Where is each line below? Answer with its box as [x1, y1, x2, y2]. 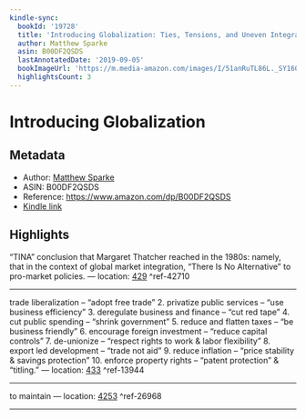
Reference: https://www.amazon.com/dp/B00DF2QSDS [22, 191, 231, 202]
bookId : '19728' [17, 22, 79, 31]
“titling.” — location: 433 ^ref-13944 [9, 364, 145, 375]
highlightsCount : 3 [17, 73, 92, 82]
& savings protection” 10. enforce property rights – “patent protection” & [9, 354, 280, 365]
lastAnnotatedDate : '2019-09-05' [17, 55, 145, 65]
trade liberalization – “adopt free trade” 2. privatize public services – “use [9, 296, 284, 307]
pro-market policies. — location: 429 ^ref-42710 [9, 270, 190, 282]
